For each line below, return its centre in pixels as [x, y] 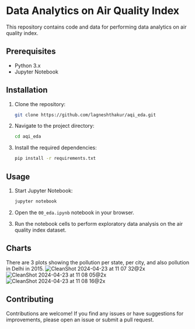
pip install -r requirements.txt [55, 159]
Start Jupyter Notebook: [43, 190]
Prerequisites [31, 52]
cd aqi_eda [28, 136]
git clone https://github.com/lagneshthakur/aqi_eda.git [85, 115]
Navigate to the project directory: [54, 126]
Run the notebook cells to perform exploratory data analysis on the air [99, 223]
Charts [19, 248]
